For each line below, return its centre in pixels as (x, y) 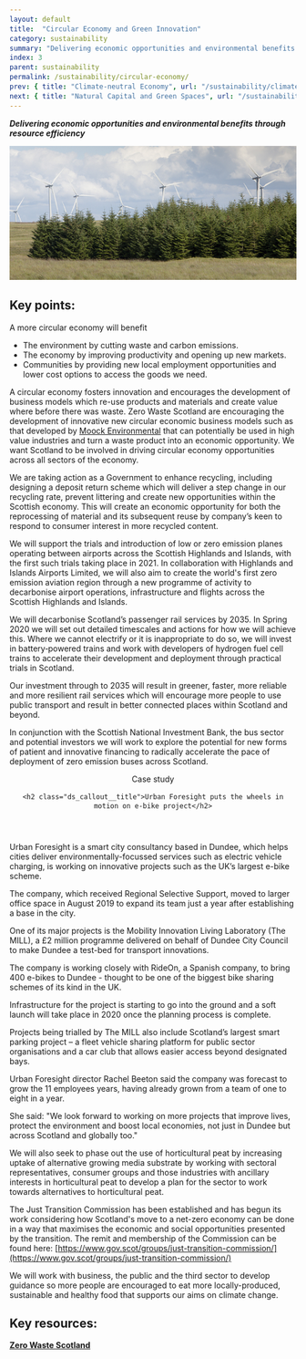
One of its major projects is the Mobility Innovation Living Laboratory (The (148, 930)
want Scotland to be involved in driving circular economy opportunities (142, 450)
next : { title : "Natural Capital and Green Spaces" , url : (122, 96)
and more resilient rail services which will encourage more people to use (146, 695)
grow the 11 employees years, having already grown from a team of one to (148, 1088)
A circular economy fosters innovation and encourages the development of (150, 391)
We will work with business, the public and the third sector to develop (140, 1275)
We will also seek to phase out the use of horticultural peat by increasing (146, 1153)
